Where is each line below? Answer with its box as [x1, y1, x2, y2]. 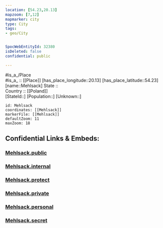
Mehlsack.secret [5, 217, 48, 224]
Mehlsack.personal [5, 203, 54, 210]
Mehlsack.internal [5, 163, 51, 170]
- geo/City [5, 31, 28, 36]
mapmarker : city [5, 17, 39, 22]
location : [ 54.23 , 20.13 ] [5, 7, 57, 13]
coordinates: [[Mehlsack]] [5, 107, 62, 112]
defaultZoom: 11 [5, 116, 39, 121]
